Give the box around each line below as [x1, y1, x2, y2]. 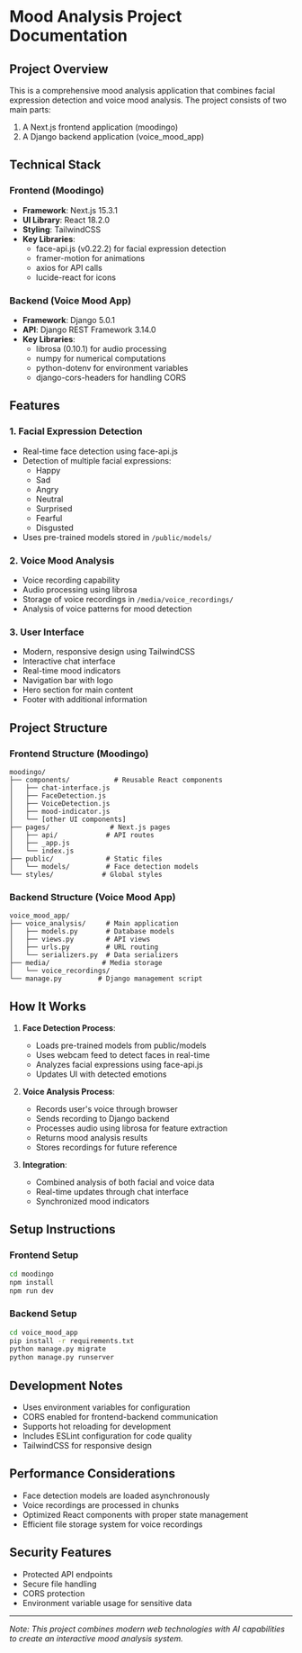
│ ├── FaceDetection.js [9, 790, 106, 800]
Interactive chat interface [22, 655, 116, 667]
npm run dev [9, 1286, 54, 1296]
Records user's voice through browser [35, 1104, 178, 1115]
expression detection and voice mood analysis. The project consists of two [9, 95, 288, 105]
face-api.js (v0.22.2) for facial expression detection [35, 243, 226, 254]
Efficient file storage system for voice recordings [22, 1519, 204, 1530]
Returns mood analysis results [35, 1133, 148, 1143]
